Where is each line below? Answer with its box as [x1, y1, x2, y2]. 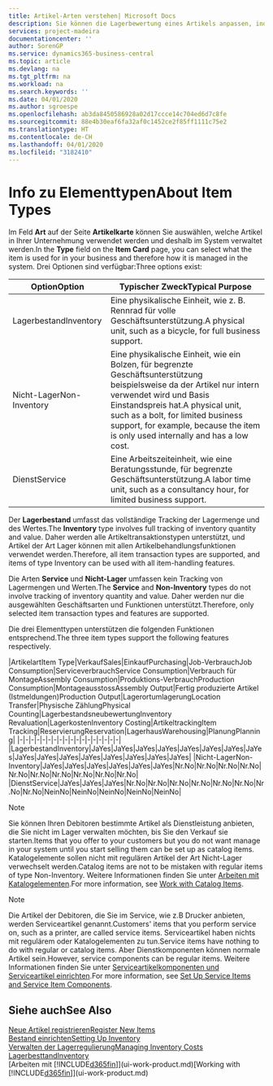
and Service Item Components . [8, 979, 112, 989]
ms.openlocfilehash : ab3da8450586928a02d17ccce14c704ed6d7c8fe [8, 111, 227, 119]
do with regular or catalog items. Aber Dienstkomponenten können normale [8, 945, 261, 955]
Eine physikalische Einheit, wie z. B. [110, 294, 246, 306]
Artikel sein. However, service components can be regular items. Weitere [8, 953, 250, 964]
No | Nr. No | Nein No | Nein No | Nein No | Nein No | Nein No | [11, 787, 182, 797]
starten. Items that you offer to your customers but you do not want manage [8, 835, 261, 846]
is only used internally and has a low [110, 430, 249, 442]
